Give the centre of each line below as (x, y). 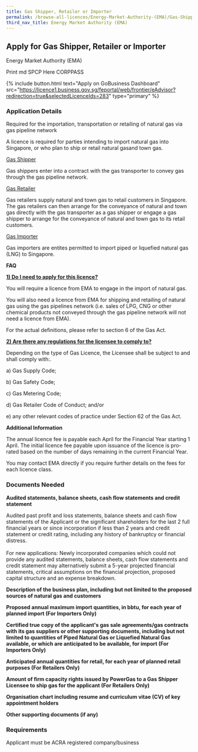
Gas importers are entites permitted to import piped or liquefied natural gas (97, 248)
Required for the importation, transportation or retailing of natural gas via (94, 124)
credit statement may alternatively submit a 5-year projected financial (91, 565)
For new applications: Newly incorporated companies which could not (91, 553)
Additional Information (34, 428)
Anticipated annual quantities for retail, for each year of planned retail (93, 661)
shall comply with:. (29, 359)
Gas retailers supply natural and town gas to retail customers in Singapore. (97, 200)
